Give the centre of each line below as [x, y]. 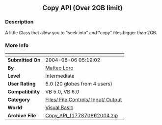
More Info [17, 45]
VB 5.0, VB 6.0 [62, 91]
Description [19, 22]
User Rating [22, 83]
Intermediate [60, 76]
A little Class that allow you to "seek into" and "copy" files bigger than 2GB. [81, 32]
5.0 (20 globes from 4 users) [79, 83]
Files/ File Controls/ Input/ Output [84, 100]
